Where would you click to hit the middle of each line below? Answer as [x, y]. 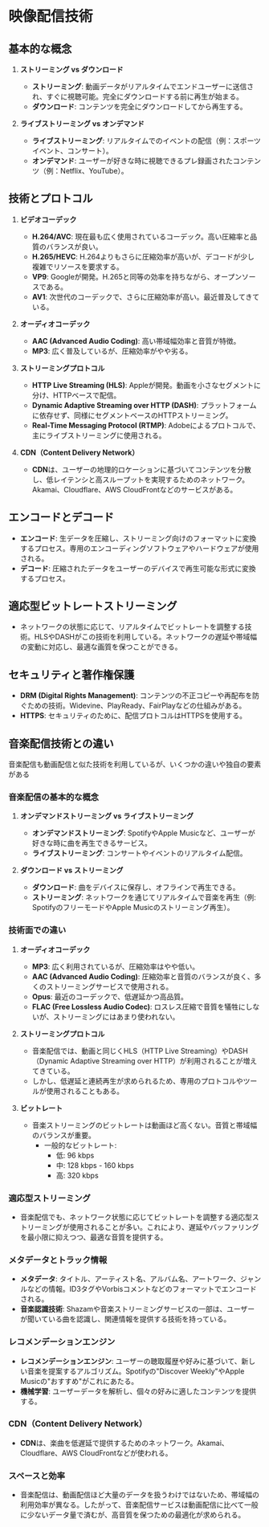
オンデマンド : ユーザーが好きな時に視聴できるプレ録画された [132, 161]
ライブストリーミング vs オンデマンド [82, 124]
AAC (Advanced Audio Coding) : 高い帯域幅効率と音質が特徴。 [136, 341]
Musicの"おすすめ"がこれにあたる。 [79, 1381]
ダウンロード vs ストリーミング [71, 870]
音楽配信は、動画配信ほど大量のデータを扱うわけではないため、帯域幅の [139, 1495]
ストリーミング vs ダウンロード [71, 69]
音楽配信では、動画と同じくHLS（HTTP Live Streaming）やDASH [140, 1051]
